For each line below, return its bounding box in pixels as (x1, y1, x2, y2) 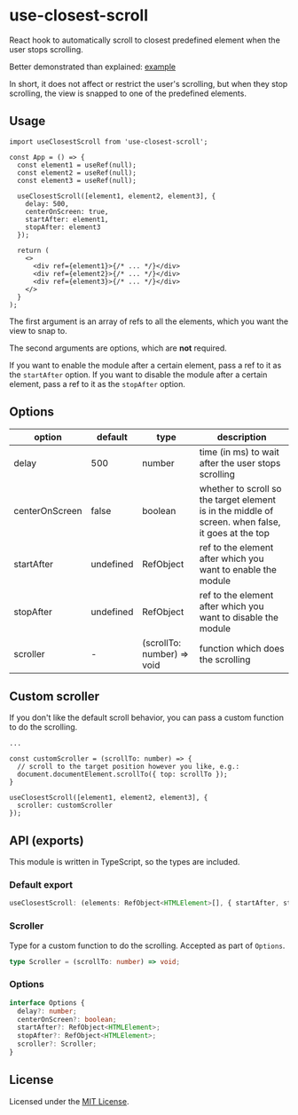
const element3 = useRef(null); (17, 176, 137, 185)
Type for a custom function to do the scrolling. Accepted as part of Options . (9, 940, 286, 951)
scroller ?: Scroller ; (17, 1040, 98, 1048)
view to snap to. (9, 325, 68, 336)
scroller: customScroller (17, 801, 114, 811)
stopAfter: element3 (25, 223, 101, 232)
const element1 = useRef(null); (17, 161, 137, 170)
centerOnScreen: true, (25, 207, 109, 216)
